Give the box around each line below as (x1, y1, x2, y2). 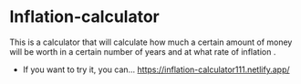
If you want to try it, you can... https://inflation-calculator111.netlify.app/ (22, 64, 290, 75)
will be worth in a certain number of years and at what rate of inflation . (9, 46, 276, 57)
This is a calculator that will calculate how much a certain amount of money (9, 37, 293, 47)
